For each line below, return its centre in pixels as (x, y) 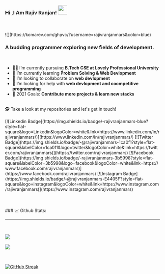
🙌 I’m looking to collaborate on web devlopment (61, 78)
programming (26, 89)
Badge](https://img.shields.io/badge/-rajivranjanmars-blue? (88, 121)
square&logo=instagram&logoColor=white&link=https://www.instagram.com (82, 184)
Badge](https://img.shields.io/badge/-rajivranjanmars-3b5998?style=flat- (79, 158)
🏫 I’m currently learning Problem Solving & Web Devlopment (74, 73)
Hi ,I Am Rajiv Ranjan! (31, 12)
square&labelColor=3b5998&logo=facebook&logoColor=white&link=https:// (82, 163)
